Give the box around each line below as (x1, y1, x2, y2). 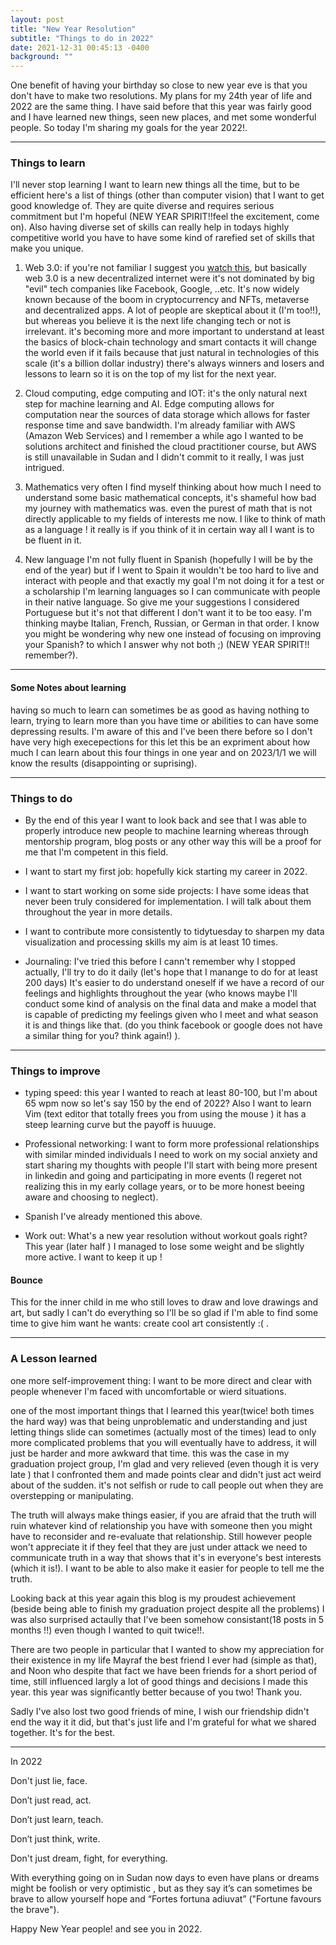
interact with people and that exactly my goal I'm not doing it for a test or (24, 575, 325, 587)
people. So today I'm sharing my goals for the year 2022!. (10, 122, 248, 134)
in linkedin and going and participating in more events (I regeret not (24, 1170, 303, 1182)
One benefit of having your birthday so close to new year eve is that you (10, 79, 308, 91)
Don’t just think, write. (10, 1832, 101, 1845)
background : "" (10, 52, 74, 62)
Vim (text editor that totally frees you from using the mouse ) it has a (24, 1108, 307, 1120)
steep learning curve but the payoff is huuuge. (24, 1119, 217, 1131)
